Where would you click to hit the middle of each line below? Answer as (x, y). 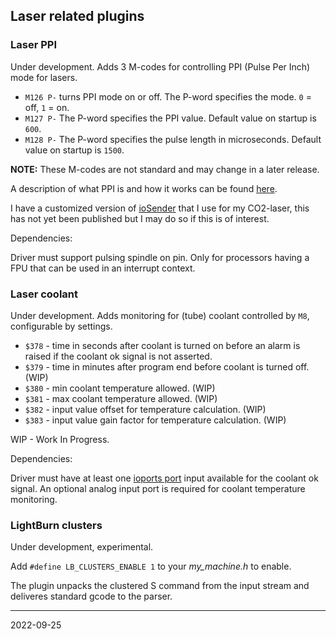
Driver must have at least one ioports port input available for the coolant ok (164, 478)
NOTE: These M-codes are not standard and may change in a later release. (165, 169)
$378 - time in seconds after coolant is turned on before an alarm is (162, 345)
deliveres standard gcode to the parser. (91, 596)
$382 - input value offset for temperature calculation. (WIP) (145, 409)
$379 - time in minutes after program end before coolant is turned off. (167, 366)
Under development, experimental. (82, 547)
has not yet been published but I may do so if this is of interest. (140, 218)
